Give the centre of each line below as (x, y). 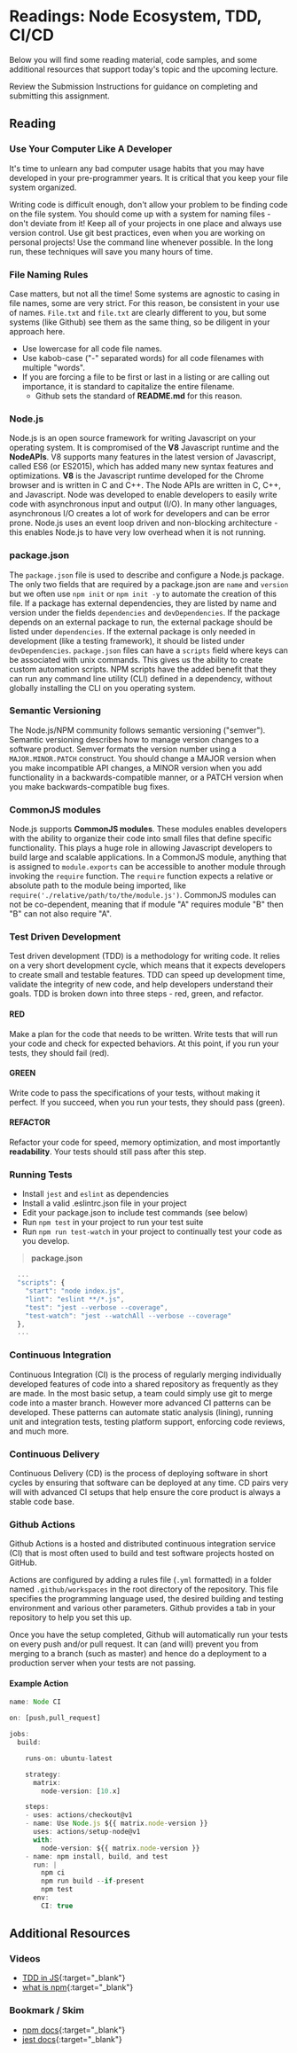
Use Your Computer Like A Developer (91, 149)
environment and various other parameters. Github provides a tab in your (142, 1609)
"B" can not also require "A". (61, 914)
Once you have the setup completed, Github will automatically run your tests (148, 1635)
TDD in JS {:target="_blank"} (74, 1978)
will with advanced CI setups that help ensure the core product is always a (145, 1491)
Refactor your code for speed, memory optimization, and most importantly (145, 1143)
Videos (25, 1959)
